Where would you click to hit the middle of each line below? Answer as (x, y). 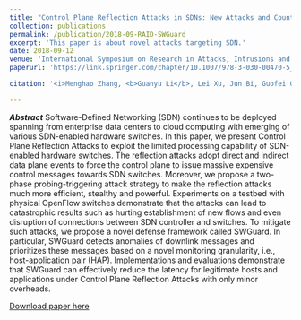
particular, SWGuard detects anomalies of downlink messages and (132, 241)
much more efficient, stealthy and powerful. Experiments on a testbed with (147, 193)
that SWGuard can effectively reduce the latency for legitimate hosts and (143, 269)
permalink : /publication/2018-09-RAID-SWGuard (98, 34)
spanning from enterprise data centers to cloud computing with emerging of (150, 126)
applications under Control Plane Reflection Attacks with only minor (133, 279)
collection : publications (57, 26)
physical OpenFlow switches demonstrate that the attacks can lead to (138, 203)
